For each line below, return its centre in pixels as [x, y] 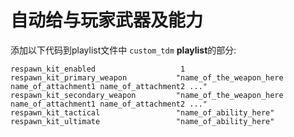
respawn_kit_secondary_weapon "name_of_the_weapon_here [147, 95]
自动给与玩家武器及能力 [107, 20]
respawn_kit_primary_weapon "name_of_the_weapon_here [147, 77]
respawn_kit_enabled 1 [98, 69]
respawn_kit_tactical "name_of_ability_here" [142, 112]
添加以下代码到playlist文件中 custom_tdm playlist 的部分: [123, 50]
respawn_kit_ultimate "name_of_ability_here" [142, 121]
